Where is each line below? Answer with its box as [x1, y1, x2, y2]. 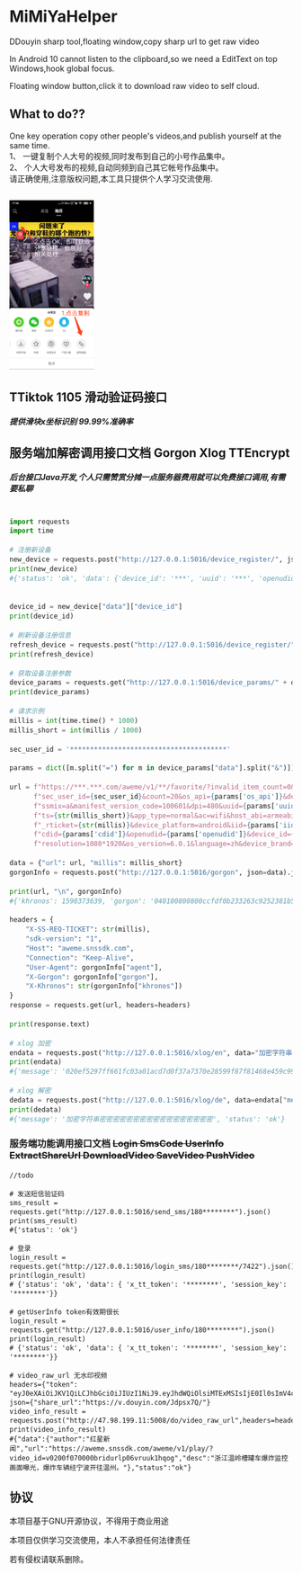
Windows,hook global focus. [9, 63, 115, 74]
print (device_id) [9, 612, 75, 621]
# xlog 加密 [9, 1039, 51, 1048]
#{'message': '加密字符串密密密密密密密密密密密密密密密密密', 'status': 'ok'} [9, 1114, 286, 1123]
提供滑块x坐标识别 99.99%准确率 [9, 416, 134, 427]
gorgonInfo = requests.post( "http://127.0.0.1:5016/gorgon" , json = [9, 868, 268, 877]
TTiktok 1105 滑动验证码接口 [9, 389, 168, 405]
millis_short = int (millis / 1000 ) [9, 726, 143, 735]
